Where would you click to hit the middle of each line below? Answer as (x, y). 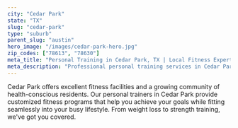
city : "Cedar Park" (36, 14)
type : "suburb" (30, 34)
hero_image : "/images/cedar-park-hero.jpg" (73, 47)
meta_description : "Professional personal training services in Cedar (114, 66)
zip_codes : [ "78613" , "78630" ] (53, 54)
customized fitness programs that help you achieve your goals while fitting (116, 101)
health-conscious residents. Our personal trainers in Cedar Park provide (113, 94)
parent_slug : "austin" (41, 40)
